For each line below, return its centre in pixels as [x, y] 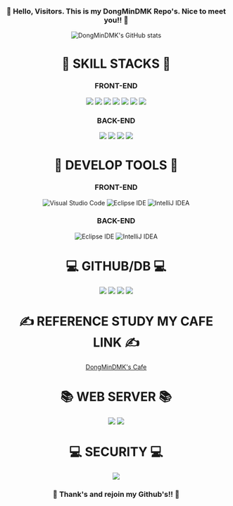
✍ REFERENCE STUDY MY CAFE [116, 321]
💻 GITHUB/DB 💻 [116, 266]
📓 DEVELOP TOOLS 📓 [116, 165]
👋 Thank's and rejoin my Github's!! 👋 [116, 494]
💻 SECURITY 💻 [116, 452]
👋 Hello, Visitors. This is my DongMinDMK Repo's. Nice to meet [116, 11]
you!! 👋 [116, 20]
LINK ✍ [116, 342]
